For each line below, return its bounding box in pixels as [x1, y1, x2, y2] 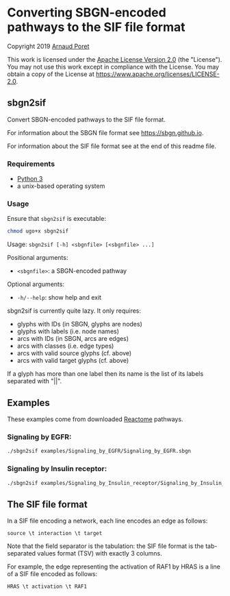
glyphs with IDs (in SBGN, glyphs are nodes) [16, 320, 142, 329]
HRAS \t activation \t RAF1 [7, 583, 88, 591]
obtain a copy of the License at [7, 70, 94, 78]
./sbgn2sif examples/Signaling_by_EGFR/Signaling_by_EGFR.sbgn [7, 448, 192, 455]
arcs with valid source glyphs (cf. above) [16, 349, 132, 357]
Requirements [7, 159, 55, 169]
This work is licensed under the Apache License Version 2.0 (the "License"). [7, 55, 222, 63]
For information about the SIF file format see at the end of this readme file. [7, 142, 217, 150]
